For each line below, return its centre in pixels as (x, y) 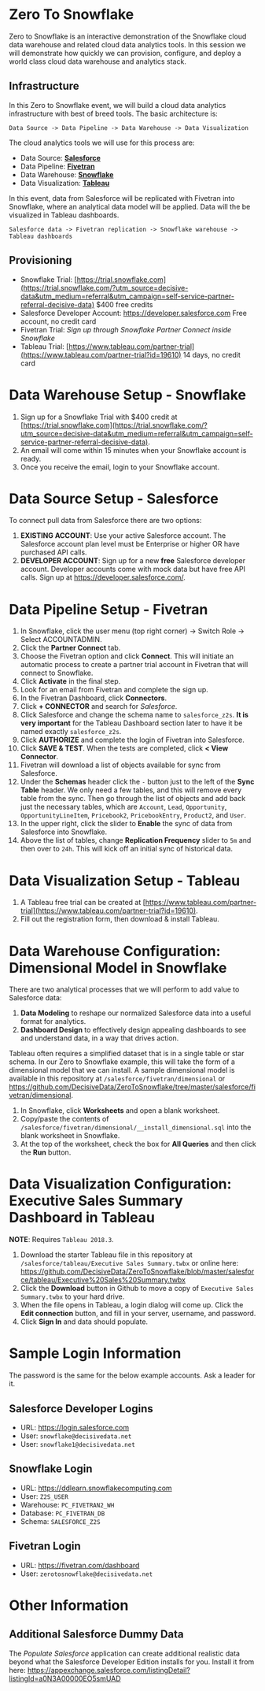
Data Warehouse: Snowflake (67, 174)
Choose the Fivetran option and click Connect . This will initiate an (127, 656)
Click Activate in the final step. (70, 681)
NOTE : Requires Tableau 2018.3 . (61, 1240)
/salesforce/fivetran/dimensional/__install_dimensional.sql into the (136, 1127)
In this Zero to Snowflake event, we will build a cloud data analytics (118, 105)
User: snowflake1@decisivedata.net (78, 1444)
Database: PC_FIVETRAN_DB (63, 1513)
